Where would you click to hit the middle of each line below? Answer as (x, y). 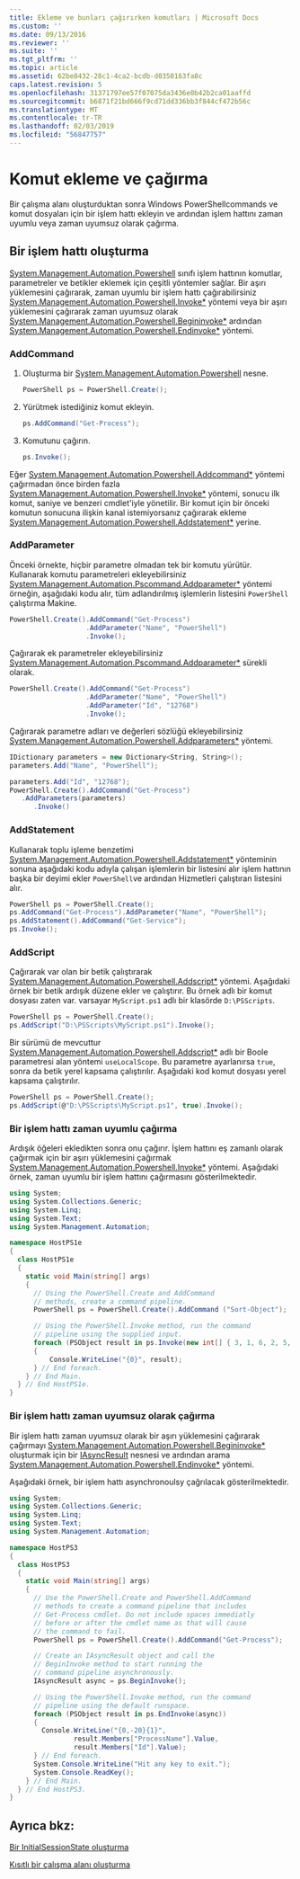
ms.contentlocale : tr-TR (56, 118)
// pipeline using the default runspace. (112, 1705)
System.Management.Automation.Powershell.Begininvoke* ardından (136, 321)
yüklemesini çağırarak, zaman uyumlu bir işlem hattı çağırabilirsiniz (133, 292)
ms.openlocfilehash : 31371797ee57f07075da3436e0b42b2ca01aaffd (130, 93)
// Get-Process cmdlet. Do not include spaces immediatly (144, 1615)
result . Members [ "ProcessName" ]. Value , (146, 1739)
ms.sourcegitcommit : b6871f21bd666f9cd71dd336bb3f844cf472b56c (130, 101)
